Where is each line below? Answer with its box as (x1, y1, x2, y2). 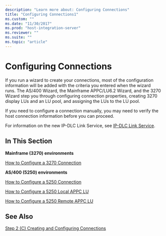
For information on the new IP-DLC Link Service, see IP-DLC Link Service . (5, 122, 156, 129)
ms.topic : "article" (5, 40, 48, 45)
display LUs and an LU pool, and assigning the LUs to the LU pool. (5, 98, 140, 104)
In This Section (5, 137, 53, 145)
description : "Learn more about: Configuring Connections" (5, 7, 130, 12)
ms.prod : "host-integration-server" (5, 26, 81, 31)
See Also (5, 212, 33, 221)
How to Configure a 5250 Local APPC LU (5, 189, 89, 194)
